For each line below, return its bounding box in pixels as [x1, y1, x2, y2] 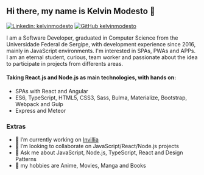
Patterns [15, 155, 37, 163]
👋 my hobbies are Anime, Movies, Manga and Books [15, 162, 146, 170]
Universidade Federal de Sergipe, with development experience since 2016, [6, 40, 196, 48]
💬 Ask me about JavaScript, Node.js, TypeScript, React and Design [15, 149, 183, 156]
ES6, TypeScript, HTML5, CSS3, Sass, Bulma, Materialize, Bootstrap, [15, 94, 188, 101]
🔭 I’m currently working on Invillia [15, 136, 99, 143]
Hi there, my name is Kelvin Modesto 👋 [6, 6, 155, 16]
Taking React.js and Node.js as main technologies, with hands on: [6, 74, 177, 81]
